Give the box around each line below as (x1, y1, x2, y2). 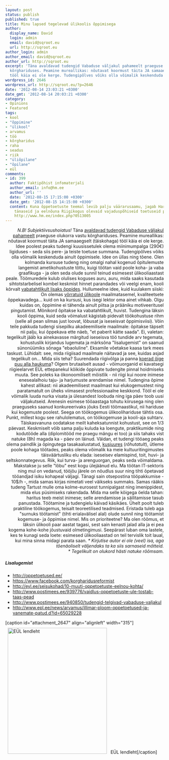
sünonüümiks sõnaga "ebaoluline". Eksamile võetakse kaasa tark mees (17, 345, 164, 351)
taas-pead (12, 594, 34, 600)
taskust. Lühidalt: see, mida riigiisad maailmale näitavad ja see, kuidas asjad (7, 351, 164, 357)
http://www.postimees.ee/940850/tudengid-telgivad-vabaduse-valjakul (12, 599, 162, 605)
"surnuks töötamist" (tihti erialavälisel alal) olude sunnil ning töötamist (19, 511, 164, 517)
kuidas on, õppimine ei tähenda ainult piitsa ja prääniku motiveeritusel (19, 302, 164, 308)
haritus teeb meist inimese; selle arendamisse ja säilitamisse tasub (26, 495, 164, 501)
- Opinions (5, 101, 28, 106)
